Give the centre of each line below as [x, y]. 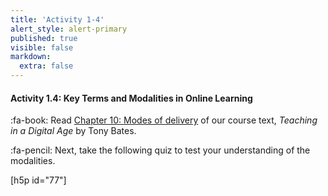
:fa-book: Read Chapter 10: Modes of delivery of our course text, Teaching [164, 120]
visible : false [42, 47]
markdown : [31, 57]
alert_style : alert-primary [69, 29]
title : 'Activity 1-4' [57, 19]
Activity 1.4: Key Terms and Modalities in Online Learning [131, 98]
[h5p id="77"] [38, 180]
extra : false [46, 66]
